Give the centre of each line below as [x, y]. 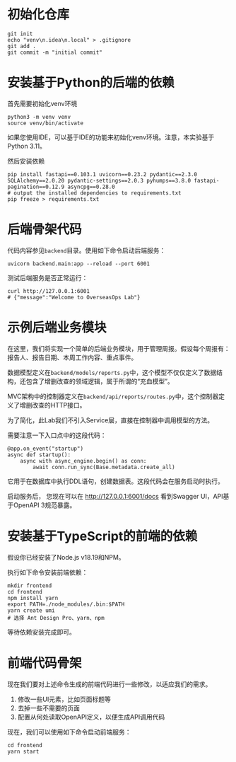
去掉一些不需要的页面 [48, 708]
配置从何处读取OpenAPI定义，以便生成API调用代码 [91, 717]
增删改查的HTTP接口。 [53, 405]
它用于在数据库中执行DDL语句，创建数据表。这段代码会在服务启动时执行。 [116, 481]
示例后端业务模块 [57, 328]
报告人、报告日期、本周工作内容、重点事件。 [72, 357]
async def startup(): [39, 455]
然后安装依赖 [26, 161]
